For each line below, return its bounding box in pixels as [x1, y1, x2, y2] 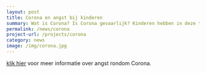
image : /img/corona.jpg [6, 43, 67, 49]
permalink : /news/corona [6, 26, 70, 32]
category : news [6, 37, 45, 43]
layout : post [6, 9, 40, 15]
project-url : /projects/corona [6, 32, 86, 38]
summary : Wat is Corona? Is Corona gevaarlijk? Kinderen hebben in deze [6, 20, 196, 26]
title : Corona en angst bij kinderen [6, 15, 103, 21]
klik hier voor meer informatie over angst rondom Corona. [6, 59, 151, 67]
